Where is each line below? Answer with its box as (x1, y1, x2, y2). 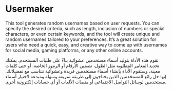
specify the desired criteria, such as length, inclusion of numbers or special (5, 25, 165, 31)
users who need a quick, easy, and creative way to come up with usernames (5, 41, 167, 48)
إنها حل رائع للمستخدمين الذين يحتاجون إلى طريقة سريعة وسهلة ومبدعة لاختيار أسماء (5, 73, 167, 79)
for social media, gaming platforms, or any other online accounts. (5, 47, 143, 53)
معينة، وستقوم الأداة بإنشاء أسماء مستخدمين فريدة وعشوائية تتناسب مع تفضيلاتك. (5, 67, 160, 74)
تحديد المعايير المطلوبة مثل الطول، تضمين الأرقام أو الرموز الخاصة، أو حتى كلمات (5, 62, 160, 69)
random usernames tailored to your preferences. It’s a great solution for (5, 36, 157, 42)
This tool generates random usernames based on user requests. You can (5, 20, 160, 26)
